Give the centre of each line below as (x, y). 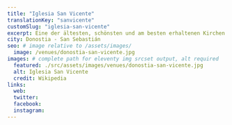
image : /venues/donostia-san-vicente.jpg (74, 53)
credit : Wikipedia (40, 78)
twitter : (26, 98)
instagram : (29, 110)
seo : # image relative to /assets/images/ (69, 46)
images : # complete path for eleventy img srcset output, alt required (113, 59)
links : (17, 85)
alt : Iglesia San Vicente (51, 72)
